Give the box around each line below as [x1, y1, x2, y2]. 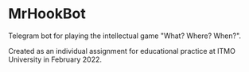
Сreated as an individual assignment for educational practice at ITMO [8, 46, 236, 55]
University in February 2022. [8, 55, 102, 64]
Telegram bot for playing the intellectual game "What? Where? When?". [8, 31, 241, 40]
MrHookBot [8, 5, 86, 23]
